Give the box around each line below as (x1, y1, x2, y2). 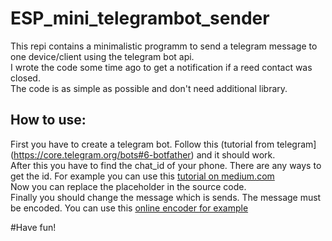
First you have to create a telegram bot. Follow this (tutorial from (10, 138, 275, 150)
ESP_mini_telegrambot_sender (10, 7, 270, 30)
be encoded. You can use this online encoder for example (10, 202, 249, 214)
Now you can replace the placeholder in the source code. (10, 180, 247, 192)
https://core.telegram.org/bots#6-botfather (13, 148, 192, 161)
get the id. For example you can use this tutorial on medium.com (10, 170, 275, 182)
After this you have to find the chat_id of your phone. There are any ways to (10, 159, 322, 171)
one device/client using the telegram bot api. (10, 50, 195, 62)
